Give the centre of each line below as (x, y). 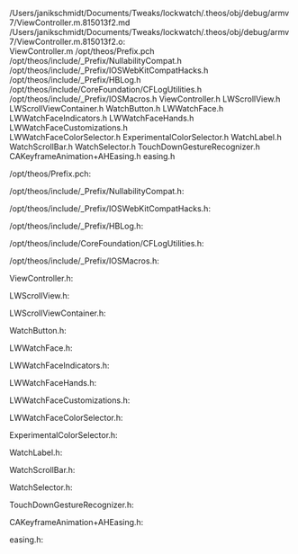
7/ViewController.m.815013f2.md (70, 22)
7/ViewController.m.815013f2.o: (68, 41)
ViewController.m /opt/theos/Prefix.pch (82, 51)
